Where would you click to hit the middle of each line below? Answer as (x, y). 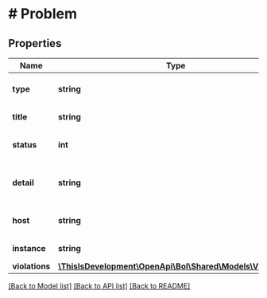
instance (29, 248)
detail (23, 182)
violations (31, 266)
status (25, 145)
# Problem (43, 14)
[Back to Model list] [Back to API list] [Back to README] (99, 286)
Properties (35, 43)
